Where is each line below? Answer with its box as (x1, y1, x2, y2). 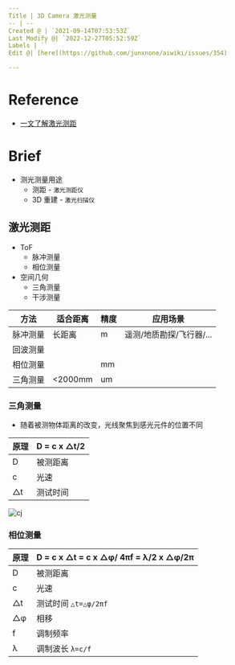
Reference (8, 91, 79, 109)
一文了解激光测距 (19, 118, 77, 128)
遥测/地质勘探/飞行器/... (124, 329, 213, 340)
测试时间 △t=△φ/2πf (36, 598, 108, 610)
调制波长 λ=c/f (36, 643, 92, 655)
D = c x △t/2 (36, 440, 86, 451)
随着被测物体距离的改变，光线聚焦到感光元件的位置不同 (19, 420, 203, 429)
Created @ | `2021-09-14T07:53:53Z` (8, 27, 131, 35)
